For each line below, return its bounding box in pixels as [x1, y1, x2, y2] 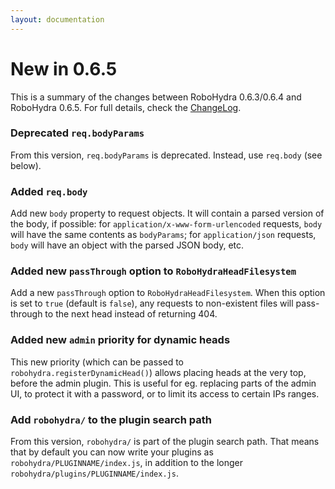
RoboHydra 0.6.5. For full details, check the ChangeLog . [10, 101, 242, 113]
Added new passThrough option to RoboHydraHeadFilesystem [10, 264, 297, 278]
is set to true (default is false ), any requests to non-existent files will [10, 297, 294, 310]
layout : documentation [10, 14, 105, 25]
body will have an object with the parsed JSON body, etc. [10, 239, 245, 251]
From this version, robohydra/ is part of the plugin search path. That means [10, 436, 320, 448]
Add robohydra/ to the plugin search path [10, 412, 212, 426]
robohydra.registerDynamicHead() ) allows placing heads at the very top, [10, 366, 307, 378]
